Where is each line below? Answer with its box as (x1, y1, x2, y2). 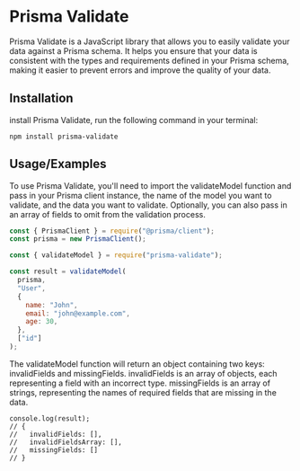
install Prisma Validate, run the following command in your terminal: (9, 114, 259, 125)
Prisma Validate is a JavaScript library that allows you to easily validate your (9, 36, 290, 47)
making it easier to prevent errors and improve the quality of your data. (9, 65, 271, 76)
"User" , (17, 283, 47, 293)
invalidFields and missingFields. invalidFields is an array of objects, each (9, 368, 278, 378)
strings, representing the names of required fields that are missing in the (9, 387, 277, 397)
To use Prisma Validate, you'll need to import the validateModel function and (9, 180, 292, 191)
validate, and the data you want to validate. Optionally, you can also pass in (9, 200, 287, 210)
